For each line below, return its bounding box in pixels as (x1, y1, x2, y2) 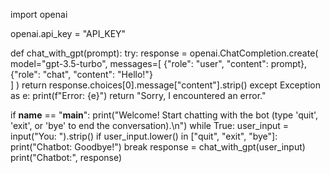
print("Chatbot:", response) (10, 152, 123, 163)
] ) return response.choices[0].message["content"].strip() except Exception (10, 79, 321, 91)
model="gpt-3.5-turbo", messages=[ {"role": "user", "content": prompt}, (10, 58, 308, 69)
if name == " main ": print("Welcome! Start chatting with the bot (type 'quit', (10, 109, 319, 121)
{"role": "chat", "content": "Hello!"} (10, 69, 153, 80)
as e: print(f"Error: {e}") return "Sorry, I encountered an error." (10, 90, 267, 101)
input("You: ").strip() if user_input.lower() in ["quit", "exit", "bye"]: (10, 130, 278, 142)
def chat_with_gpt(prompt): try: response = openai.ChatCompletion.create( (10, 47, 319, 59)
